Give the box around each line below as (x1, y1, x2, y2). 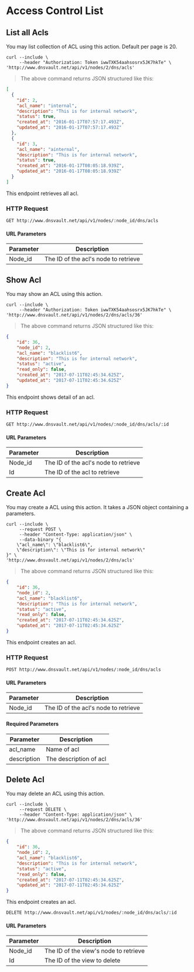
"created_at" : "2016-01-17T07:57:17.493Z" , (16, 119, 125, 125)
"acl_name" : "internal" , (16, 103, 77, 109)
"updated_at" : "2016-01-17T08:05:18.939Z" (16, 169, 122, 174)
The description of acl (46, 755, 107, 763)
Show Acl (6, 275, 42, 285)
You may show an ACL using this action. (6, 291, 103, 298)
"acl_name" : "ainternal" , (16, 146, 80, 152)
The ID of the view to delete (44, 956, 121, 964)
